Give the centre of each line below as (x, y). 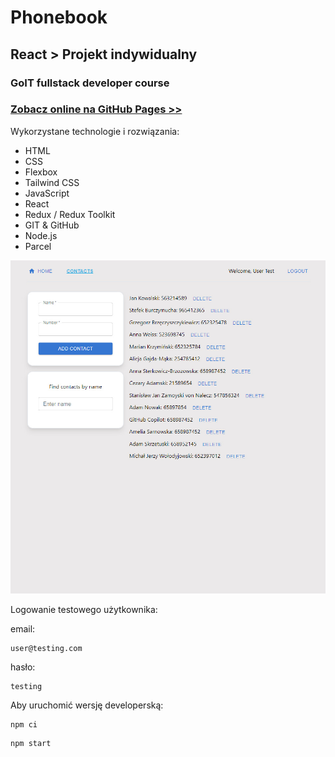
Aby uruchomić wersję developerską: (87, 705)
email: (23, 628)
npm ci (24, 724)
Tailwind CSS (52, 182)
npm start (31, 743)
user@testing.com (46, 648)
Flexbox (41, 172)
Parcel (38, 246)
